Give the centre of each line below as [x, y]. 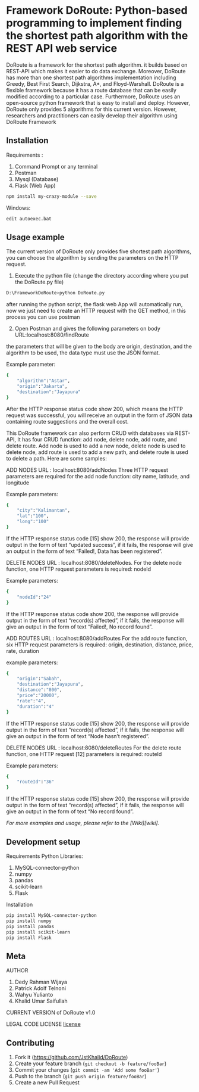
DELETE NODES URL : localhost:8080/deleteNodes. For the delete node [94, 562]
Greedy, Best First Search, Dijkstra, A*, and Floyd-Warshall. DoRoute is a [95, 83]
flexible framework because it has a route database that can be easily [91, 90]
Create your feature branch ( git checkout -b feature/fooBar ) [91, 1063]
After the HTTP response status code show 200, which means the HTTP [94, 409]
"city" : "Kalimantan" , [43, 511]
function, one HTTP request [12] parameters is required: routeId [84, 754]
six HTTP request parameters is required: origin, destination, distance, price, [100, 645]
